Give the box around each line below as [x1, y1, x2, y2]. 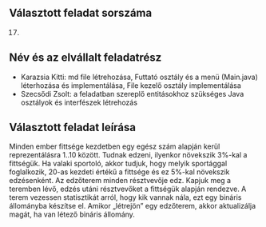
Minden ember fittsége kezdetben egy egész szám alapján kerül [9, 141, 220, 151]
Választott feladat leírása [9, 121, 137, 134]
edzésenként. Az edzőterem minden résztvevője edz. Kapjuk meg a [9, 176, 231, 185]
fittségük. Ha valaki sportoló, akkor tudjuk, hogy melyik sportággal [9, 159, 228, 169]
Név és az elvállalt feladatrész [9, 51, 162, 65]
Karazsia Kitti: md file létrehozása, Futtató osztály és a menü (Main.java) [20, 72, 259, 82]
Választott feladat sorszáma [9, 6, 153, 20]
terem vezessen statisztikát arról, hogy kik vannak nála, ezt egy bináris [9, 193, 242, 202]
